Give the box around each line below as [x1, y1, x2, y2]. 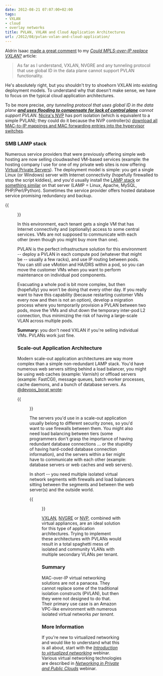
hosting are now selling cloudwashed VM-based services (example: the [5, 157, 149, 163]
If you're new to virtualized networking [41, 635, 120, 640]
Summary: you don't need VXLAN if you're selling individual [17, 328, 139, 333]
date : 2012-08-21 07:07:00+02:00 [5, 7, 73, 12]
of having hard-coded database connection [29, 446, 117, 452]
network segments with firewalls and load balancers [29, 476, 134, 482]
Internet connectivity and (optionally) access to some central [17, 226, 140, 232]
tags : [5, 12, 16, 17]
